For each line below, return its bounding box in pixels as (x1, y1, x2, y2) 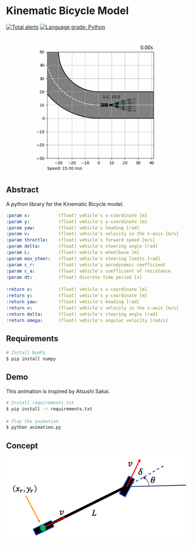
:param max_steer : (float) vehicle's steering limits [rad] (6, 256, 161, 262)
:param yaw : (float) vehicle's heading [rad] (6, 225, 140, 231)
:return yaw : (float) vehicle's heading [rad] (6, 299, 140, 305)
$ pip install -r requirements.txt (6, 406, 93, 412)
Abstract (6, 185, 39, 195)
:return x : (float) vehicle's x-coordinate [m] (6, 287, 148, 293)
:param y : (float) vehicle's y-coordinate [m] (6, 218, 148, 225)
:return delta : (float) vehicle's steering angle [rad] (6, 311, 158, 317)
